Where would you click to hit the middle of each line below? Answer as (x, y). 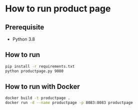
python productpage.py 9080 (34, 71)
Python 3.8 (23, 39)
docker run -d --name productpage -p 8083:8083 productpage (69, 103)
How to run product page (58, 9)
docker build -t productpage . (38, 98)
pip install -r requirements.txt (40, 66)
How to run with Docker (42, 86)
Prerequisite (25, 27)
